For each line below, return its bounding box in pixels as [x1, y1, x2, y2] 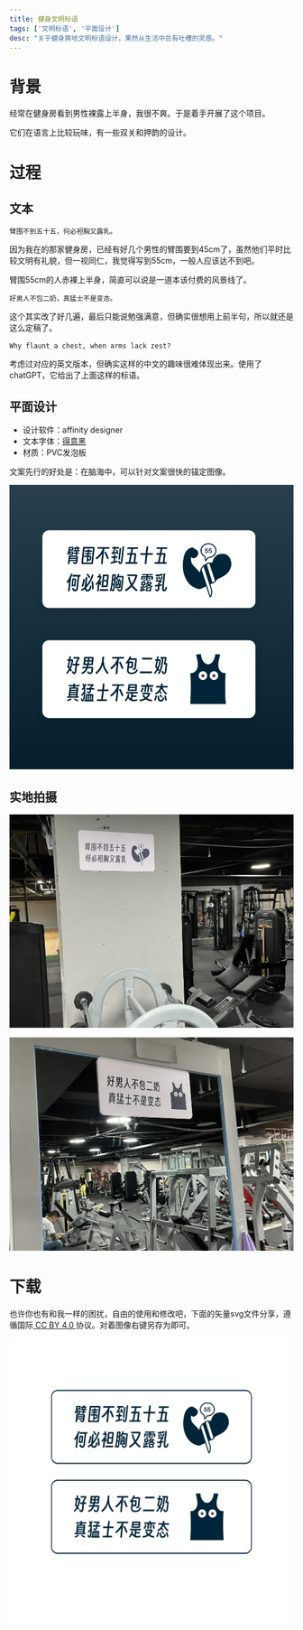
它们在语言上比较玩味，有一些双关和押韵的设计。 [9, 127, 191, 138]
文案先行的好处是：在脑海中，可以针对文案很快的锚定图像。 [9, 466, 231, 478]
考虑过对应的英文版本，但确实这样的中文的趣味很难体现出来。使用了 [9, 359, 262, 369]
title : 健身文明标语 [9, 14, 78, 23]
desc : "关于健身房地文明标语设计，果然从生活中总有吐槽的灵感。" [9, 33, 224, 42]
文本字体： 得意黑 [22, 436, 87, 447]
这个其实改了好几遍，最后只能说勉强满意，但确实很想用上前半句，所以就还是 [9, 312, 294, 322]
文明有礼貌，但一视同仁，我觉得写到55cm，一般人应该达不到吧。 [16, 256, 260, 266]
